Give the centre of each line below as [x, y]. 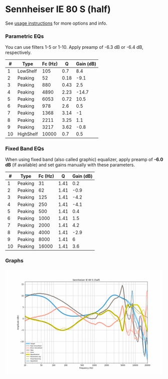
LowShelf [27, 71]
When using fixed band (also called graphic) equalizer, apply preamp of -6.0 [84, 160]
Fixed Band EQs [25, 148]
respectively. [18, 53]
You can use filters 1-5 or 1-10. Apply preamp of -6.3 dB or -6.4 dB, [74, 47]
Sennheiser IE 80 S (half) [58, 9]
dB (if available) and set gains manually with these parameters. [70, 165]
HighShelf [28, 134]
